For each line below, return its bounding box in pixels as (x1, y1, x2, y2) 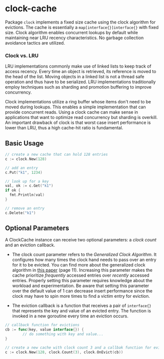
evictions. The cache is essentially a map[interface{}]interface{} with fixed (5, 24, 159, 30)
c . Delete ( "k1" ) (5, 210, 36, 215)
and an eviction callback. (5, 242, 55, 248)
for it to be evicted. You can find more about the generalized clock (12, 262, 145, 268)
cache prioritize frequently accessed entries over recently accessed (12, 272, 150, 278)
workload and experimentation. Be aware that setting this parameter (12, 283, 149, 289)
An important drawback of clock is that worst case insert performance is (5, 120, 151, 125)
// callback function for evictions (5, 323, 80, 328)
